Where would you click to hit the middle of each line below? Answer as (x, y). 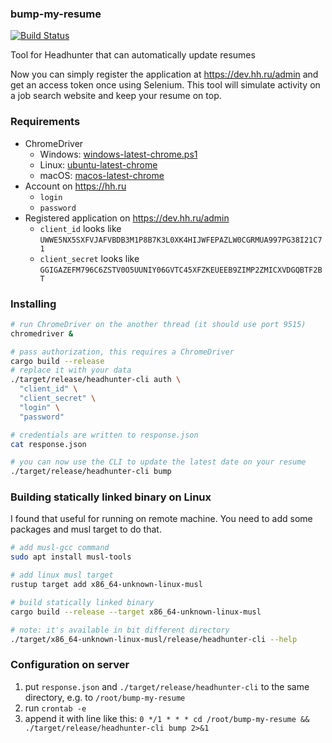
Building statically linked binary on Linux (111, 497)
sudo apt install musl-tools (71, 557)
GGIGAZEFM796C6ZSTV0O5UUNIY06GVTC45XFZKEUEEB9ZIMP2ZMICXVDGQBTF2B (181, 270)
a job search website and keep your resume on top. (116, 96)
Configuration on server (70, 665)
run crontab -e (55, 708)
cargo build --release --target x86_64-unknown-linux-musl (136, 612)
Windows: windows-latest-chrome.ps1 (118, 154)
